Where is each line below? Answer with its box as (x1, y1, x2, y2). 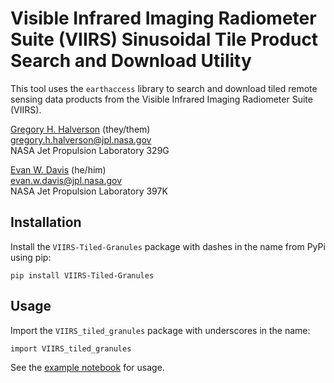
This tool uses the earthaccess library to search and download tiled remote (10, 82, 318, 94)
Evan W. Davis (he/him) (10, 163, 107, 176)
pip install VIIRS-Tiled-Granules (10, 270, 155, 281)
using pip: (10, 251, 52, 263)
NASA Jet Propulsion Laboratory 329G (10, 144, 170, 156)
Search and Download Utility (10, 50, 252, 72)
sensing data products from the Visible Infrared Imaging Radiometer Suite (10, 93, 313, 105)
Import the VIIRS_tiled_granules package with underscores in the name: (10, 324, 311, 336)
